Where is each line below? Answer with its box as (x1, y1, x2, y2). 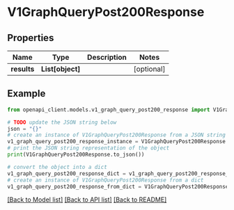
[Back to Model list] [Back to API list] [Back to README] (7, 195, 167, 204)
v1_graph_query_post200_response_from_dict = (7, 183, 141, 190)
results (10, 64, 35, 74)
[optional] (133, 64, 166, 74)
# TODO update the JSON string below (7, 119, 117, 126)
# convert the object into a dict (7, 163, 108, 170)
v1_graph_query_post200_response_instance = (7, 138, 139, 145)
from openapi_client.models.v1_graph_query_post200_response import (7, 106, 210, 113)
